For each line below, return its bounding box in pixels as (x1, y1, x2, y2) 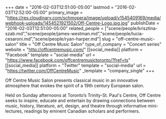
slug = (102, 36, 115, 42)
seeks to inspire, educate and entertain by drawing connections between (5, 98, 156, 104)
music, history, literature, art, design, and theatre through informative (5, 103, 147, 109)
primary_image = (48, 9, 83, 15)
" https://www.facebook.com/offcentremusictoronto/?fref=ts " (5, 57, 131, 63)
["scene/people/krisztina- (104, 25, 158, 31)
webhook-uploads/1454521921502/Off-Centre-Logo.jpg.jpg (5, 20, 128, 26)
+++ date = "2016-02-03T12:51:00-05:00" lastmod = (5, 4, 114, 10)
